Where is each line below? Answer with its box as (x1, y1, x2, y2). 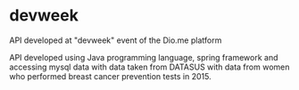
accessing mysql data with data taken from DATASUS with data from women (9, 61, 290, 72)
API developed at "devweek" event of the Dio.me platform (9, 35, 222, 45)
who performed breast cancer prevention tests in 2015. (9, 70, 212, 81)
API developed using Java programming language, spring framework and (9, 52, 278, 62)
